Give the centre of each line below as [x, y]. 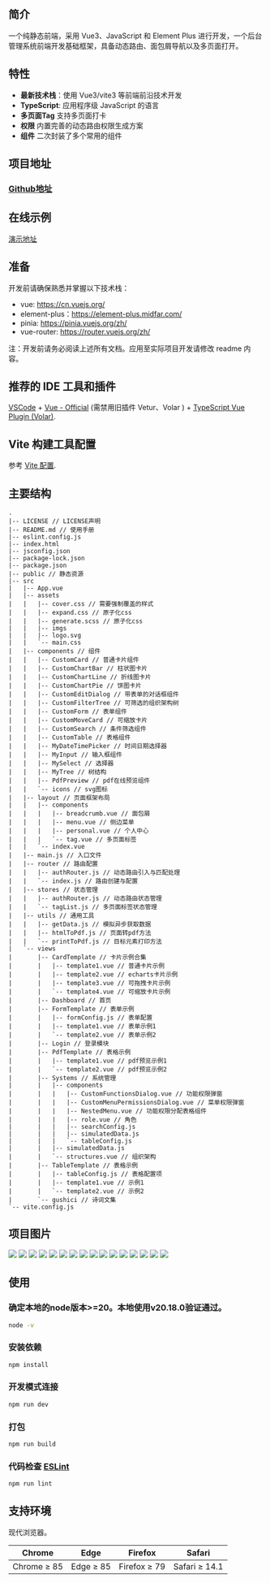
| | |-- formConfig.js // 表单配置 [80, 1018]
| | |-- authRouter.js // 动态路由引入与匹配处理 [94, 872]
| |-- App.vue [36, 588]
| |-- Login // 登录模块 [59, 1044]
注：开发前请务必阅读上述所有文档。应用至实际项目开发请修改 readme [125, 348]
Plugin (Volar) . [32, 417]
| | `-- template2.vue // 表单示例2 [82, 1035]
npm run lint [30, 1484]
